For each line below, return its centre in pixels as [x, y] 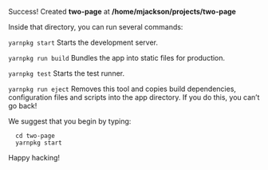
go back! [23, 106]
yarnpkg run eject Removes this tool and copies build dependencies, [122, 89]
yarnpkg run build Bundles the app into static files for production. [117, 58]
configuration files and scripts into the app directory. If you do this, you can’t [134, 97]
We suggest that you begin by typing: [70, 121]
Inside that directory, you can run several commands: [96, 27]
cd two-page [35, 136]
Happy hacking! [34, 158]
